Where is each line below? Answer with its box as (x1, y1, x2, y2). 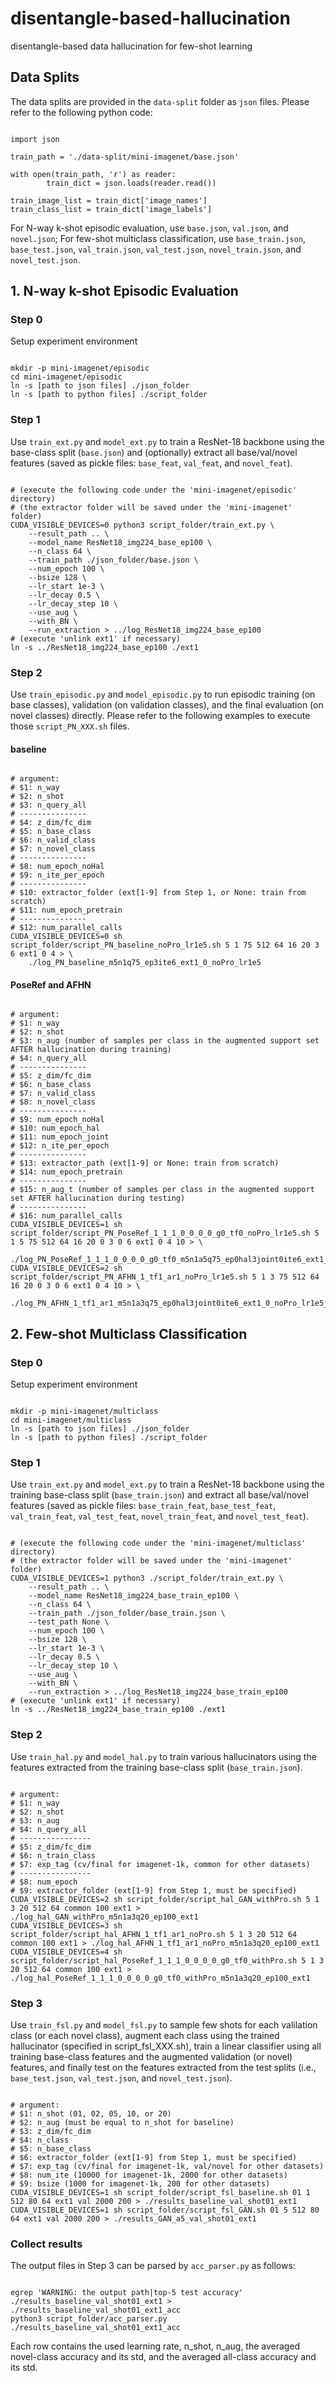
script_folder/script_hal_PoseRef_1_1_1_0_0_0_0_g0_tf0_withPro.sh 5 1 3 (10, 1955, 325, 1966)
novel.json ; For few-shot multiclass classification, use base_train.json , (10, 232, 307, 244)
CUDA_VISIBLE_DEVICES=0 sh (10, 932, 123, 942)
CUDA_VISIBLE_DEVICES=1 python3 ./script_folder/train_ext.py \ (10, 1573, 284, 1584)
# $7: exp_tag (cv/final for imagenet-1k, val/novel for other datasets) (10, 2162, 325, 2172)
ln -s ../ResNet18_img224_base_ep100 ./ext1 (10, 642, 199, 652)
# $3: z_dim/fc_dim (10, 2127, 92, 2137)
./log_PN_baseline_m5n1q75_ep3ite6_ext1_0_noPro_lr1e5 (28, 958, 262, 968)
